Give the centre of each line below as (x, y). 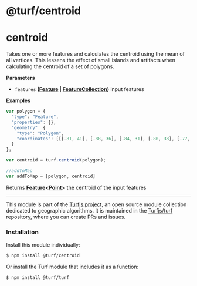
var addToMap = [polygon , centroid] (51, 176)
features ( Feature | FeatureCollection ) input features (79, 89)
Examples (18, 100)
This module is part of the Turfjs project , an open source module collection (96, 204)
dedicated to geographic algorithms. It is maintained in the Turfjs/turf (89, 210)
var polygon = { (26, 112)
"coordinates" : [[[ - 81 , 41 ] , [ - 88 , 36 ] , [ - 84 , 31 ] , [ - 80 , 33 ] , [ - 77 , (103, 139)
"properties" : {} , (34, 122)
